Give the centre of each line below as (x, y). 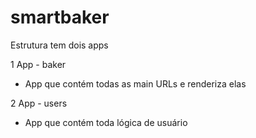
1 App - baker (38, 64)
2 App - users (39, 103)
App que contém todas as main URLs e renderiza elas (135, 83)
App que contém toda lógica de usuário (106, 122)
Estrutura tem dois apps (59, 45)
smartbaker (60, 17)
